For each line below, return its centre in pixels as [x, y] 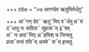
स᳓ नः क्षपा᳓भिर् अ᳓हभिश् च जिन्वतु [39, 35]
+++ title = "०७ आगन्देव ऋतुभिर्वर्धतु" [45, 9]
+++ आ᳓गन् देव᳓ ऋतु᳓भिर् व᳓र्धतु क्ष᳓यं [44, 21]
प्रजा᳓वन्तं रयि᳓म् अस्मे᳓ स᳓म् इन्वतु [39, 42]
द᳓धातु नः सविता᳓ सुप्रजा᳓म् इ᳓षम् [38, 28]
